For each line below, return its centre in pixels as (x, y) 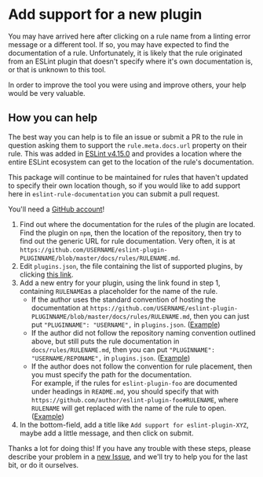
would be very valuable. (47, 93)
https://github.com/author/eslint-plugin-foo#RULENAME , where (135, 399)
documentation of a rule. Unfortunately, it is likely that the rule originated (125, 53)
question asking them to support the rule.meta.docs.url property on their (128, 145)
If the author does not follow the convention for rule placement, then (142, 366)
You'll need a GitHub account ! (56, 209)
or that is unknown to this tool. (57, 69)
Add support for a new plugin (105, 15)
